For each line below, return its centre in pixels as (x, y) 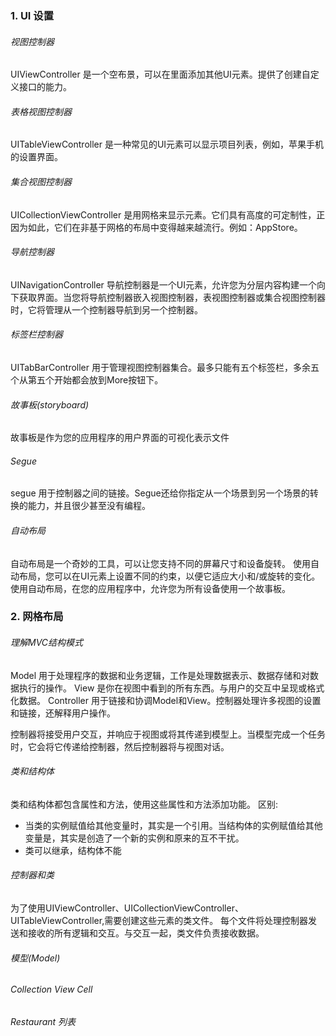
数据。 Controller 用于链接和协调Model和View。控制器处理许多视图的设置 (170, 700)
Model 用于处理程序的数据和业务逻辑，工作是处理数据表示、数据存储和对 (160, 675)
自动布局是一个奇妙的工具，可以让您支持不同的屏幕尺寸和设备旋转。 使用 (160, 563)
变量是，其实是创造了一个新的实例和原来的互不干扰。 (134, 838)
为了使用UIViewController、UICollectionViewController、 (127, 908)
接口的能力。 (45, 87)
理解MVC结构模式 (47, 643)
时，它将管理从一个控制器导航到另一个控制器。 (106, 309)
